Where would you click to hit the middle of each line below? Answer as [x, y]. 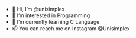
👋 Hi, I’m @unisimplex [38, 9]
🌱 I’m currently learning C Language [56, 22]
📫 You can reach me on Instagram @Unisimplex [71, 28]
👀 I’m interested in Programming [51, 15]
